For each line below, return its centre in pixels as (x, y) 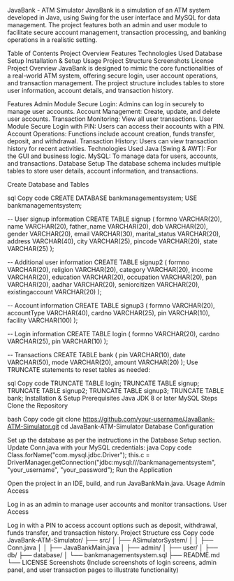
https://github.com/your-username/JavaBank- (149, 419)
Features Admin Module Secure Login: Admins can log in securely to (106, 104)
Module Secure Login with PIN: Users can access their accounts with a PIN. (116, 126)
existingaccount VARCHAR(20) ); (54, 292)
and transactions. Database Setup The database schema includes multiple (114, 163)
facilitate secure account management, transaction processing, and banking (117, 32)
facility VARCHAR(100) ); (43, 320)
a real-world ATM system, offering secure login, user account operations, (113, 76)
